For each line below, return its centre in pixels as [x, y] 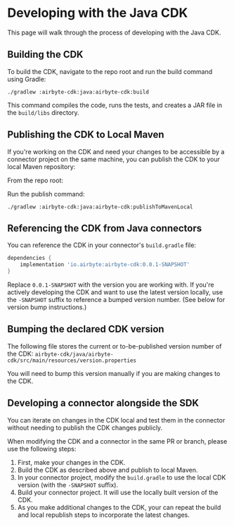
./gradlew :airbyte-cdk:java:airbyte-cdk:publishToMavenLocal [100, 207]
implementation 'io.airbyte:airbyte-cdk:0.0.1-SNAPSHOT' [105, 265]
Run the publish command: [46, 194]
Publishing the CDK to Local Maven [86, 135]
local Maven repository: [41, 166]
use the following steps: [42, 449]
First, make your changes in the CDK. [71, 462]
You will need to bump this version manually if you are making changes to [114, 373]
